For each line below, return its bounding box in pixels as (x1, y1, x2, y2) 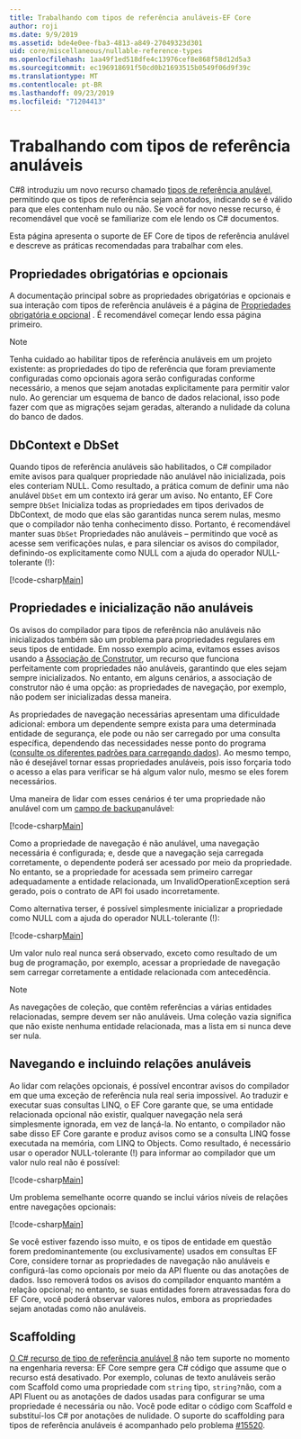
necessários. (9, 775, 57, 786)
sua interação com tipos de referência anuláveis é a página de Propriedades (9, 300, 292, 311)
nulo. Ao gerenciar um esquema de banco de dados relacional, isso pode (9, 393, 280, 403)
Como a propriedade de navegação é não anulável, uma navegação (9, 837, 260, 848)
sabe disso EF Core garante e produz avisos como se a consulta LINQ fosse (9, 1127, 291, 1139)
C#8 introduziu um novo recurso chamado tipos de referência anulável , (9, 185, 273, 195)
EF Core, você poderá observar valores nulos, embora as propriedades (9, 1293, 272, 1304)
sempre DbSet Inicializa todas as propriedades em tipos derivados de (9, 499, 264, 510)
